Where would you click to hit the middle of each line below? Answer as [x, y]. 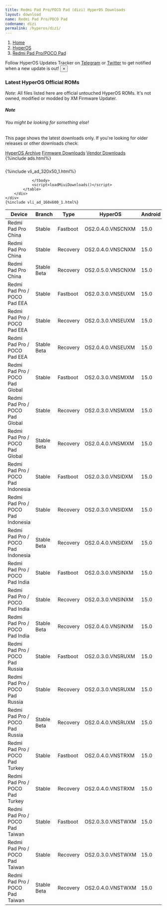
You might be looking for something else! [47, 122]
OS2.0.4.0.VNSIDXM [109, 543]
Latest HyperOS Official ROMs [42, 82]
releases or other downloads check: [42, 143]
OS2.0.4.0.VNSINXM [109, 626]
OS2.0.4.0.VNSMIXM [109, 444]
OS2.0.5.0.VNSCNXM [110, 270]
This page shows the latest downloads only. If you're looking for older [77, 138]
